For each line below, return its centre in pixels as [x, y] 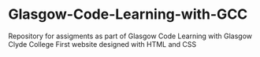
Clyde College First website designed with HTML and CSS [102, 44]
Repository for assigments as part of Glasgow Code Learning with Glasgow [130, 36]
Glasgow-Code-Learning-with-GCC [128, 14]
